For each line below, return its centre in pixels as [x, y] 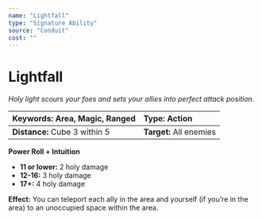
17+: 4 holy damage [52, 184]
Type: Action [168, 118]
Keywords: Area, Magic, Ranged [74, 118]
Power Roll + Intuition [44, 152]
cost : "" [23, 38]
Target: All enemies [180, 132]
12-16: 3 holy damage [55, 176]
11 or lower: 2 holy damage [64, 167]
